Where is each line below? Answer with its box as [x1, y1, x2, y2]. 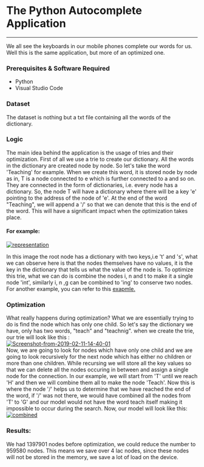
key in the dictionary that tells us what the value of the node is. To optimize [6, 266, 194, 273]
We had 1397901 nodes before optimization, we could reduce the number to [6, 440, 196, 448]
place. [6, 214, 22, 221]
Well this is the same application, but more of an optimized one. [6, 49, 165, 56]
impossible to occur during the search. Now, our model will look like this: [6, 405, 188, 412]
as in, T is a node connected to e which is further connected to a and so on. [6, 175, 195, 182]
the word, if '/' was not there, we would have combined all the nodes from [6, 392, 191, 399]
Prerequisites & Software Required [6, 64, 110, 72]
